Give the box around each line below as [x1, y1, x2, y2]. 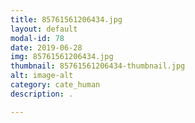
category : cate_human [10, 80, 101, 90]
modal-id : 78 [10, 33, 65, 43]
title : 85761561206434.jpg [10, 14, 123, 25]
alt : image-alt [10, 71, 74, 81]
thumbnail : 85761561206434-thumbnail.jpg [10, 61, 186, 71]
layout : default [10, 24, 78, 34]
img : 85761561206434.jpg [10, 52, 114, 62]
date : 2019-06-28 [10, 42, 83, 53]
